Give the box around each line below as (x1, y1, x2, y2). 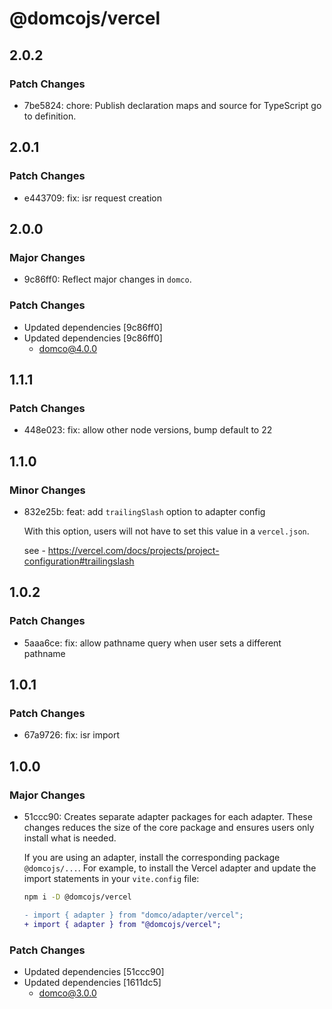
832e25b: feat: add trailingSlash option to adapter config (23, 505, 266, 517)
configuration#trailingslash (23, 555, 135, 567)
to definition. (23, 110, 77, 122)
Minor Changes (9, 483, 86, 497)
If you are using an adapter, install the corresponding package (23, 851, 281, 863)
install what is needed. (23, 832, 117, 844)
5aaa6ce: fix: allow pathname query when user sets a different (23, 637, 282, 649)
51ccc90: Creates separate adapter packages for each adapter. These (23, 810, 313, 822)
